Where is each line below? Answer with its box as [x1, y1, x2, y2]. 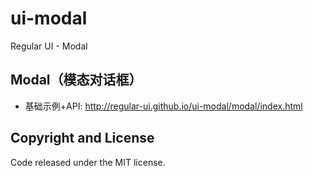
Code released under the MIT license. [10, 156, 166, 168]
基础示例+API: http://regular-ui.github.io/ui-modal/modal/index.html [24, 100, 303, 112]
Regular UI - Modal [10, 40, 88, 52]
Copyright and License [10, 130, 155, 147]
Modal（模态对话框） [10, 72, 143, 89]
